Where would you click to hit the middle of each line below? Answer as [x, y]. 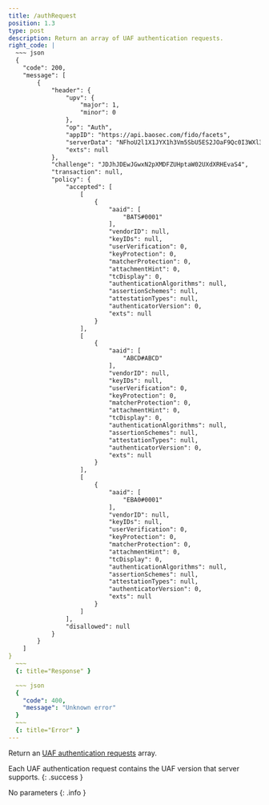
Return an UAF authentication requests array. [83, 753]
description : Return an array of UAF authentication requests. [116, 38]
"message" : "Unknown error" [69, 708]
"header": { [71, 90]
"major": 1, [100, 105]
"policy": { [71, 180]
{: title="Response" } [53, 671]
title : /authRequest [43, 16]
